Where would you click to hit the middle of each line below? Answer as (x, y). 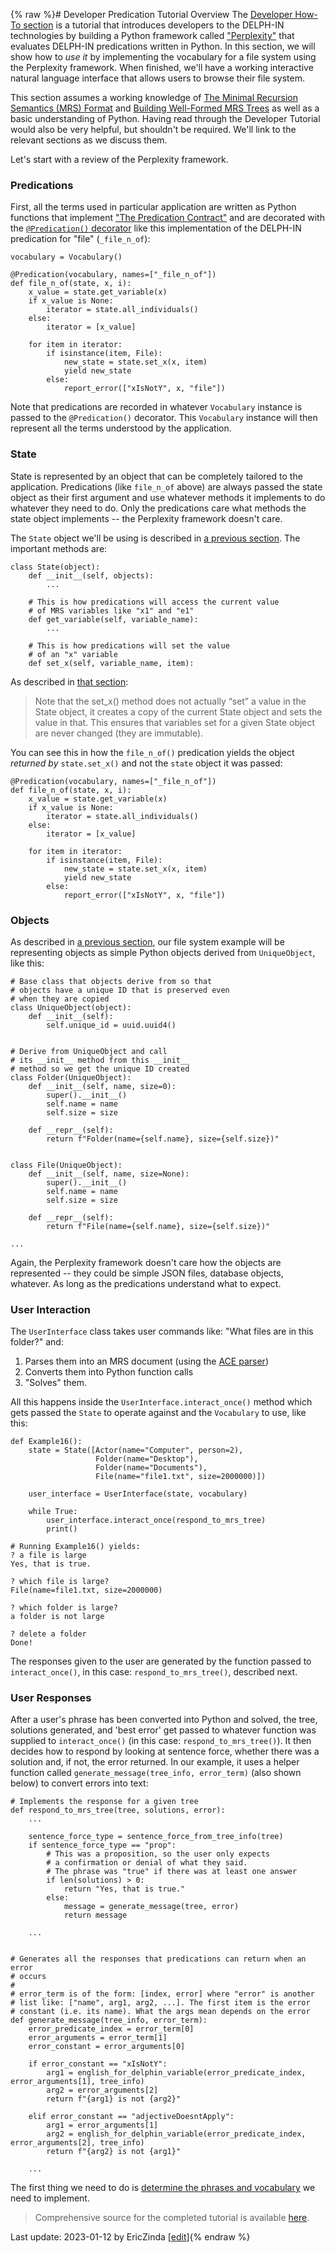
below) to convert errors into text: (79, 1783)
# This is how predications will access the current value (154, 602)
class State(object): (55, 567)
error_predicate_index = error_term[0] (111, 2029)
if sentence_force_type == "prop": (102, 1845)
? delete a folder (48, 1634)
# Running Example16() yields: (75, 1547)
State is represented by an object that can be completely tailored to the (156, 476)
